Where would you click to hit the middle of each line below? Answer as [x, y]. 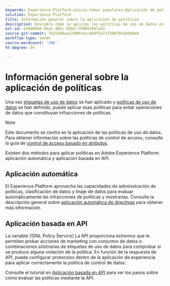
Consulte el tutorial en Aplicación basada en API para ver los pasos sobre [82, 273]
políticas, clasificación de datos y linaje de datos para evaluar [69, 192]
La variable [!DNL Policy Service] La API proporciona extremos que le [78, 236]
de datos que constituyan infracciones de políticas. [59, 112]
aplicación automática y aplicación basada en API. [58, 158]
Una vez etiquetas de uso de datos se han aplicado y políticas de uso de [81, 102]
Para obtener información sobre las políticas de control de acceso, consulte [84, 138]
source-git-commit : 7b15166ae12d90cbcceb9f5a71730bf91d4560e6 [72, 33]
